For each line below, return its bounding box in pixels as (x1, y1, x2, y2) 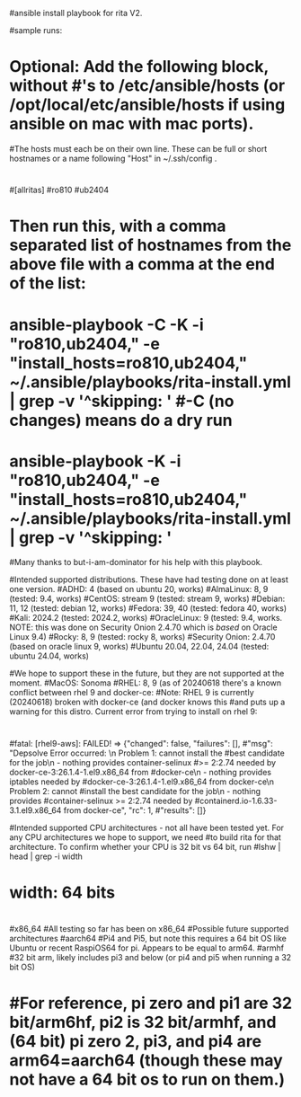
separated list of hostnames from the (9, 235, 292, 255)
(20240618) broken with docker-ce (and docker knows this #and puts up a (9, 696, 286, 708)
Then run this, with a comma (9, 216, 226, 236)
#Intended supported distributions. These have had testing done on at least (9, 574, 289, 585)
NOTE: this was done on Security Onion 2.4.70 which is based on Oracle (9, 622, 278, 633)
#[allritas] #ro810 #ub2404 (9, 184, 110, 196)
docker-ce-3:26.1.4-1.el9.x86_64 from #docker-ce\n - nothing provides (9, 766, 272, 777)
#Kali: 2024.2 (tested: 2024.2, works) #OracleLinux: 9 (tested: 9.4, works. (9, 613, 283, 624)
